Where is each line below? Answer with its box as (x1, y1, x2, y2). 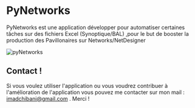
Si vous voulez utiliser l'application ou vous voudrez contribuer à (6, 82, 168, 89)
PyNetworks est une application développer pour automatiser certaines (6, 24, 185, 31)
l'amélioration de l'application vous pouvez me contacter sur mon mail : (6, 89, 185, 96)
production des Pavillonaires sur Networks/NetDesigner (6, 36, 146, 44)
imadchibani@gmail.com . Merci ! (6, 95, 90, 102)
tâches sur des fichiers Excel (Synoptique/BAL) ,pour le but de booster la (6, 30, 190, 37)
